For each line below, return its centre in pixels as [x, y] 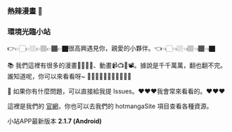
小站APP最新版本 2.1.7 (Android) [54, 121]
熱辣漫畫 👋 [25, 11]
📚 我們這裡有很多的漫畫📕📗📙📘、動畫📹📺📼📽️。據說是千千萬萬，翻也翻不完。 [117, 65]
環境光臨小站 [29, 32]
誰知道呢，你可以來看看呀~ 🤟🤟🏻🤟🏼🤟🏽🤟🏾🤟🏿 [70, 77]
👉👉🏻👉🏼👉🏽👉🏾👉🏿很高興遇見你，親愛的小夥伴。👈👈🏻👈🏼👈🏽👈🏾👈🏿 [111, 48]
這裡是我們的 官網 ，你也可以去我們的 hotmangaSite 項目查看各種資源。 [110, 106]
